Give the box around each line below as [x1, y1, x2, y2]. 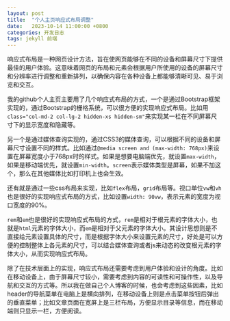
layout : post [7, 10, 44, 17]
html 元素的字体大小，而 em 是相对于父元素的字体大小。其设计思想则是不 [19, 224, 218, 232]
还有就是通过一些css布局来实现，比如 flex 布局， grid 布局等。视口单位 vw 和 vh [7, 184, 222, 192]
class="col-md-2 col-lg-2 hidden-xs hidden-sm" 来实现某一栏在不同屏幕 [7, 112, 212, 120]
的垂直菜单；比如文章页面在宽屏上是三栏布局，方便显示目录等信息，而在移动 [7, 298, 223, 307]
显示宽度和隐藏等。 [25, 121, 79, 129]
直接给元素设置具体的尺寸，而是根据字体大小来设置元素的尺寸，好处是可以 [7, 233, 217, 241]
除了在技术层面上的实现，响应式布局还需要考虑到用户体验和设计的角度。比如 [7, 264, 223, 273]
